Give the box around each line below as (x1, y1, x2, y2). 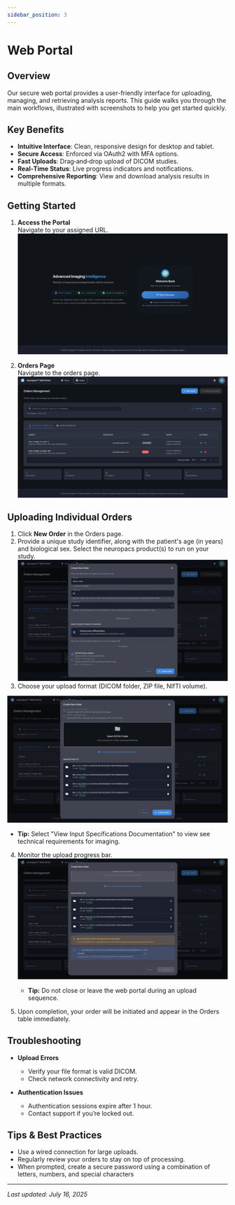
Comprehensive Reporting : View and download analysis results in (17, 172, 210, 181)
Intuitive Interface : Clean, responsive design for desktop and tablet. (17, 142, 215, 150)
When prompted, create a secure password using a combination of (17, 1162, 211, 1171)
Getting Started (7, 199, 76, 211)
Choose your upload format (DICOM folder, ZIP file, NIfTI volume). (17, 682, 208, 690)
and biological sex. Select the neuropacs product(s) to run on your (17, 544, 209, 553)
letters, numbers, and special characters (17, 1170, 134, 1178)
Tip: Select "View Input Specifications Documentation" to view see (17, 829, 211, 838)
